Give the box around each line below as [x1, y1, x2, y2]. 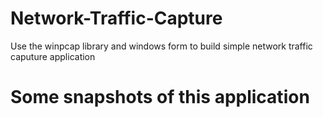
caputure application [10, 50, 96, 62]
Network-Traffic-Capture [10, 7, 223, 30]
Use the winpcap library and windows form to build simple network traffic [10, 40, 313, 52]
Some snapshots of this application [10, 86, 310, 109]
